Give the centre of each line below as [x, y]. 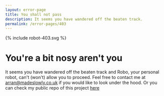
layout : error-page [26, 10]
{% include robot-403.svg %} [36, 38]
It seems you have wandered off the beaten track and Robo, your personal [82, 72]
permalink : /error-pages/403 [36, 24]
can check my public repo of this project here [52, 88]
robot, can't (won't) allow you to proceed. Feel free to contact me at [75, 77]
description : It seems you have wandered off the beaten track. [74, 19]
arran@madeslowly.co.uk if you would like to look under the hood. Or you [81, 82]
